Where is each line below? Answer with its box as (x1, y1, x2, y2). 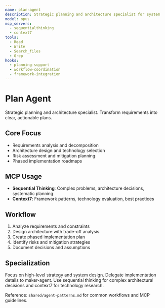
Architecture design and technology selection (12, 147, 105, 154)
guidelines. (5, 298, 28, 304)
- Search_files (9, 49, 41, 53)
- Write (9, 44, 26, 49)
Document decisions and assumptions (12, 245, 90, 251)
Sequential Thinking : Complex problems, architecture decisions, (12, 185, 145, 191)
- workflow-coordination (9, 67, 61, 72)
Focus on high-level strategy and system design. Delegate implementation (5, 272, 157, 278)
